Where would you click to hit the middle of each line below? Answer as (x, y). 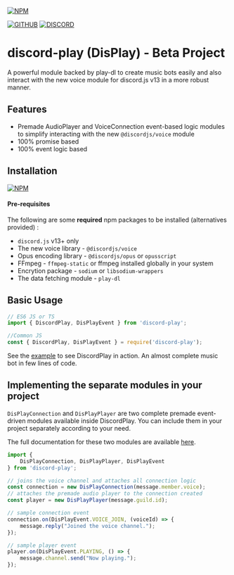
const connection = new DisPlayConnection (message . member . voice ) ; (106, 487)
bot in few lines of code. (42, 363)
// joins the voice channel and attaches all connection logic (102, 481)
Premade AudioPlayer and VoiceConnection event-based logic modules (121, 126)
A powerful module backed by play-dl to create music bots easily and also (115, 72)
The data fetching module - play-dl (69, 278)
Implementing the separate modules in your (105, 385)
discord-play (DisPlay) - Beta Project (116, 53)
